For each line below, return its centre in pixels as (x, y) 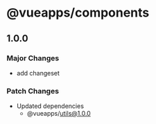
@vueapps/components (78, 13)
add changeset (38, 73)
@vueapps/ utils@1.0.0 (59, 114)
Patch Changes (33, 91)
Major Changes (33, 58)
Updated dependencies (50, 106)
